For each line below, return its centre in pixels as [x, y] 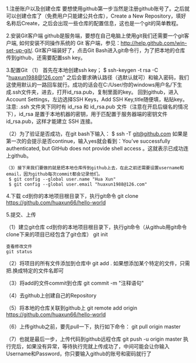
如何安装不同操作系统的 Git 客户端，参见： [70, 43]
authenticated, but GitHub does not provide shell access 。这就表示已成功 [95, 148]
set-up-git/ [19, 50]
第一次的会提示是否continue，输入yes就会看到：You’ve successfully [88, 141]
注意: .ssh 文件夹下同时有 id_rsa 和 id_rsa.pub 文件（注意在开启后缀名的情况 [97, 107]
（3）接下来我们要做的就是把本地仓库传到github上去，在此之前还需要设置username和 [95, 168]
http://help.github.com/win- [154, 43]
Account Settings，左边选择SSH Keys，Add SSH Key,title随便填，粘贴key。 [97, 99]
